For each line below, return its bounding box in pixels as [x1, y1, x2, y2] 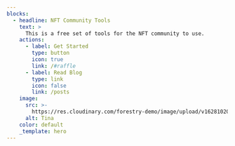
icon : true [32, 56, 64, 63]
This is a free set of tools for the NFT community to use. [25, 29, 205, 37]
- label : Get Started [25, 43, 89, 50]
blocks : [6, 10, 29, 18]
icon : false [32, 82, 67, 89]
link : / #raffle [32, 62, 76, 69]
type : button [32, 50, 70, 57]
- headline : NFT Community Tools [13, 17, 111, 24]
